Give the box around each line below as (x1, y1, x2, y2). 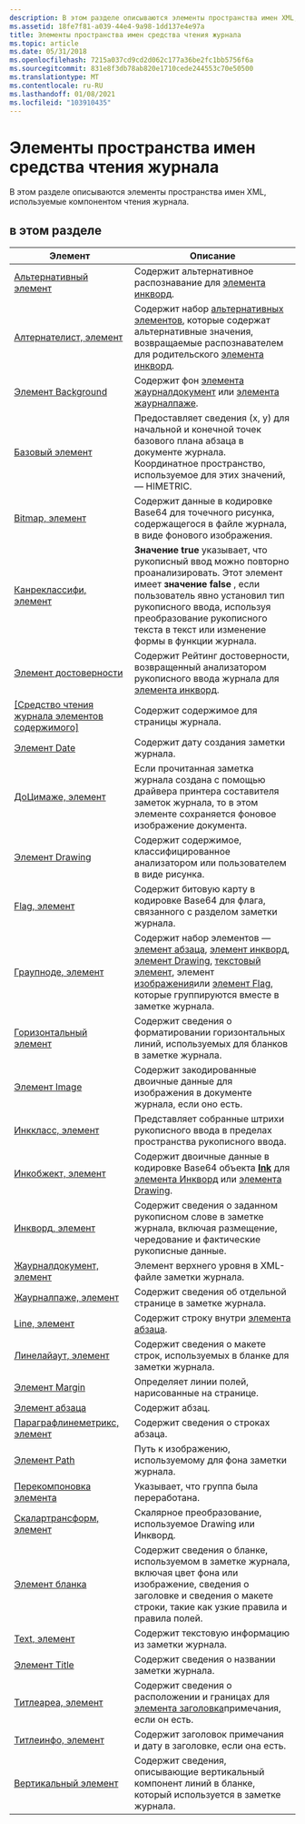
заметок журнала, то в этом (133, 796, 259, 809)
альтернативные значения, (133, 325, 254, 338)
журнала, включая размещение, (133, 1221, 278, 1234)
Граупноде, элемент (14, 966, 104, 978)
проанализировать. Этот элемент (133, 566, 283, 579)
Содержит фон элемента (133, 374, 245, 387)
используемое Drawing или (133, 1517, 256, 1530)
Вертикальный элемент (14, 1777, 119, 1789)
